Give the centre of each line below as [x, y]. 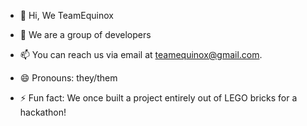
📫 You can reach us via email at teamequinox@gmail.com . [141, 54]
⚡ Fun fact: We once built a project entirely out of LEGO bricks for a [158, 98]
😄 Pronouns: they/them [68, 78]
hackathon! [43, 112]
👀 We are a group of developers [85, 34]
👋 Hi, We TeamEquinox [66, 15]
